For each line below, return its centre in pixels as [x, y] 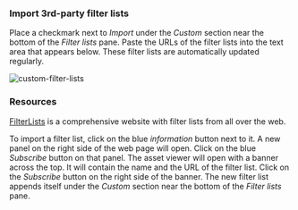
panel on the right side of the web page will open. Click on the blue [133, 148]
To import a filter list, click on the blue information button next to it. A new [145, 139]
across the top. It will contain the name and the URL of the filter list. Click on [149, 167]
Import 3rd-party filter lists [69, 13]
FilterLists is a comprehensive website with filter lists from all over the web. [148, 121]
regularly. [27, 62]
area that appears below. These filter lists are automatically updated [134, 52]
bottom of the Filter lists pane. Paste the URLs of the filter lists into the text [146, 42]
